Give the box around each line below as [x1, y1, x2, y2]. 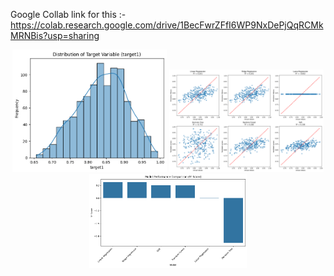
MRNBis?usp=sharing [10, 30, 100, 41]
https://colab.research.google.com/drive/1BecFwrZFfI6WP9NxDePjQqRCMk [10, 19, 324, 31]
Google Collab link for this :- [10, 9, 127, 20]
